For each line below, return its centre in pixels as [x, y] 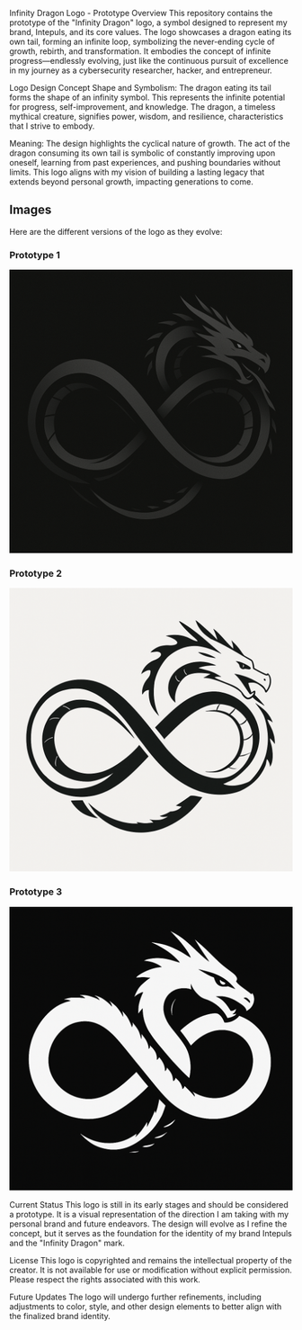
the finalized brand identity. [60, 1316]
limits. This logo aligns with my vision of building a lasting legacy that [137, 172]
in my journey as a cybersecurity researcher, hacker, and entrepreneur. [141, 70]
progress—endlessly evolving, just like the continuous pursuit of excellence [149, 61]
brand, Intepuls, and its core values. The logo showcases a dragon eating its [151, 32]
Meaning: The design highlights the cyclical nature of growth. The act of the [150, 144]
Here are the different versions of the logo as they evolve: [116, 231]
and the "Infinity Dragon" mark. [67, 1243]
